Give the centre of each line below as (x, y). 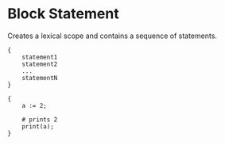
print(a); (38, 126)
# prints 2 (40, 120)
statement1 (40, 57)
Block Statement (64, 14)
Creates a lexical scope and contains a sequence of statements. (112, 36)
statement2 (40, 64)
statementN (40, 78)
